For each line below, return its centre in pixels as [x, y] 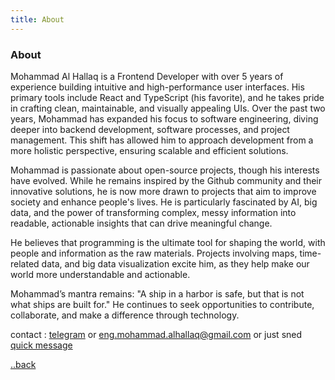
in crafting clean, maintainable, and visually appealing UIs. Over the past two [168, 108]
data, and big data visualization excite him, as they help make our [175, 263]
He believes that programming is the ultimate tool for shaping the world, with [168, 242]
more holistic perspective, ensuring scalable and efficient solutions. [149, 150]
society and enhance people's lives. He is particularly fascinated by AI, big [164, 202]
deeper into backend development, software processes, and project [150, 129]
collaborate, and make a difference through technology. [125, 315]
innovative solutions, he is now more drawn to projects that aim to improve [163, 191]
